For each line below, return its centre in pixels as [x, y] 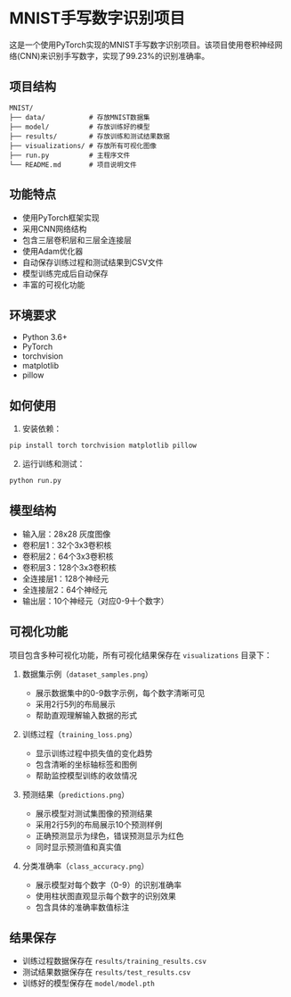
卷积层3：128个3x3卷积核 [69, 567]
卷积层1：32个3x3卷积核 [67, 544]
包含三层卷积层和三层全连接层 [77, 240]
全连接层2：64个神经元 [65, 589]
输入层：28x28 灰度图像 [66, 534]
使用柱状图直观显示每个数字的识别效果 [105, 896]
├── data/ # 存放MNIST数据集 [80, 117]
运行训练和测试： [53, 464]
